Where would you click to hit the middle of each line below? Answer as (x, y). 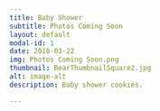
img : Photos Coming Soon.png (64, 60)
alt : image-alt (38, 77)
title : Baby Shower (46, 18)
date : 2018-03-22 (42, 51)
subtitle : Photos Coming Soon (66, 26)
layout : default (40, 34)
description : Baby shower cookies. (76, 85)
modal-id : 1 (32, 43)
